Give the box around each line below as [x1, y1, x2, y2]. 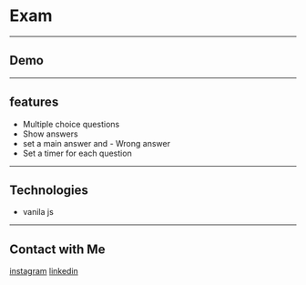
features [9, 95, 59, 110]
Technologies [9, 182, 89, 198]
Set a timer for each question [22, 148, 132, 158]
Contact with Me [9, 241, 106, 257]
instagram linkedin [9, 266, 79, 277]
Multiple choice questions [22, 118, 120, 129]
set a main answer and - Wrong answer [22, 137, 171, 148]
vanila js [22, 207, 55, 218]
